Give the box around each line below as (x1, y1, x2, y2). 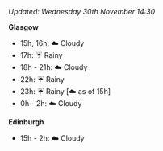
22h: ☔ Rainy (19, 75, 65, 84)
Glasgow (8, 22, 39, 31)
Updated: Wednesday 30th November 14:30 (8, 7, 156, 16)
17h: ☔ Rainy (19, 51, 63, 59)
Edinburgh (8, 117, 44, 127)
